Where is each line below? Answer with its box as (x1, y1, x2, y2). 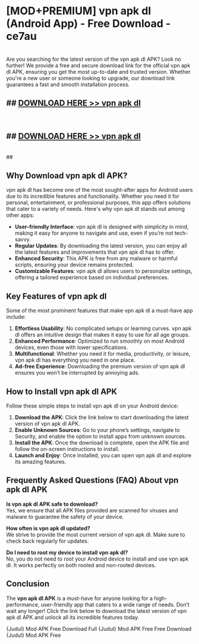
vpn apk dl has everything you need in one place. (14, 356, 135, 364)
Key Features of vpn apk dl (6, 291, 107, 301)
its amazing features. (14, 458, 67, 465)
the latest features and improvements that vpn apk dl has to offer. (14, 248, 175, 256)
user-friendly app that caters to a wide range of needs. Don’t (40, 601, 190, 608)
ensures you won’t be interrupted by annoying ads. (14, 369, 140, 377)
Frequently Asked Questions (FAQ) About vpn (6, 475, 179, 486)
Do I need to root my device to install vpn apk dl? (6, 549, 128, 556)
